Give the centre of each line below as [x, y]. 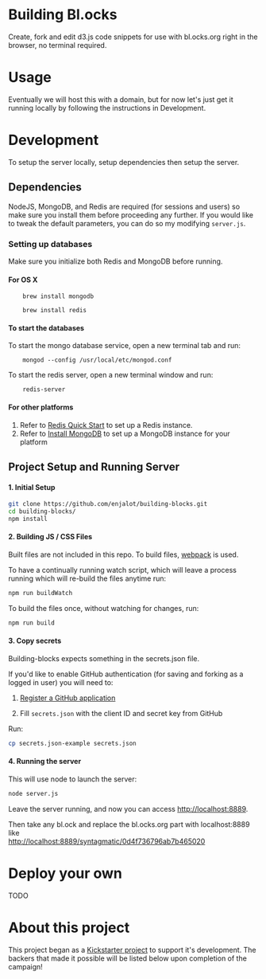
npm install [28, 519]
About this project [69, 928]
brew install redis [55, 311]
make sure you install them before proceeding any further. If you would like [131, 215]
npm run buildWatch [40, 593]
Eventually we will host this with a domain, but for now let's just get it [121, 99]
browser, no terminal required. [58, 45]
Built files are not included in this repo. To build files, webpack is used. [123, 554]
